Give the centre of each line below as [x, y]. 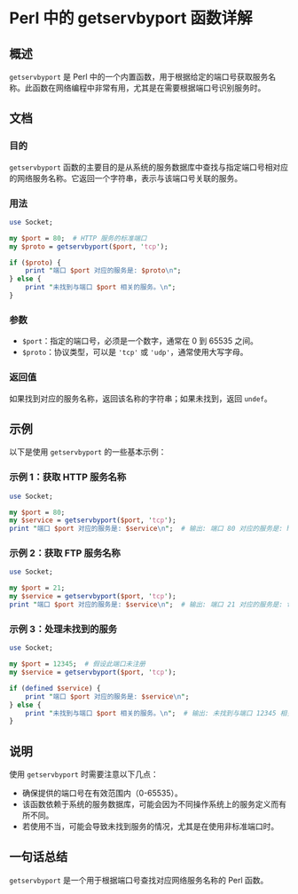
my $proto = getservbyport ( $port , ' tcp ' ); [89, 246]
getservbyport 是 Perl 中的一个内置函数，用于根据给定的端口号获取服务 [139, 77]
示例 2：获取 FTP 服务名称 [65, 553]
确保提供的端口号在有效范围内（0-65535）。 [102, 793]
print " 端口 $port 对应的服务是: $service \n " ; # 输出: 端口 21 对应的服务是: [146, 605]
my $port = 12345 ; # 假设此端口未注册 [78, 664]
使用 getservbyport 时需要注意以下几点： [84, 774]
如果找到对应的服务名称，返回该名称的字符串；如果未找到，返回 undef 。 [141, 398]
